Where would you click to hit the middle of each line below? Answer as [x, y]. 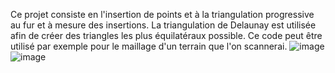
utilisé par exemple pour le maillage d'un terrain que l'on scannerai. [149, 46]
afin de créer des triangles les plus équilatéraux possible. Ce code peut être [166, 35]
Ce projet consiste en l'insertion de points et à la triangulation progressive [162, 14]
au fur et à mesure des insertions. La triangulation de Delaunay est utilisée [163, 25]
